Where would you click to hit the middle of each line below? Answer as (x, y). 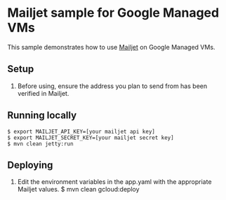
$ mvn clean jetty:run (40, 144)
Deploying (30, 165)
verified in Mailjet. (43, 93)
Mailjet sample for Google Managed (113, 13)
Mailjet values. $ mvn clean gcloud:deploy (78, 190)
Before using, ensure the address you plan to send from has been (112, 86)
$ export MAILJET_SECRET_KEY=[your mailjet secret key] (91, 138)
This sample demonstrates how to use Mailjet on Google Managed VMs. (111, 47)
